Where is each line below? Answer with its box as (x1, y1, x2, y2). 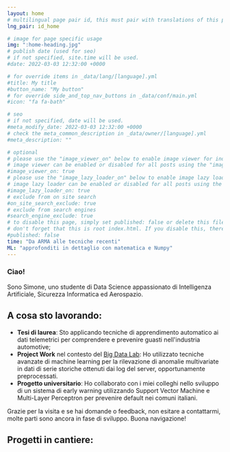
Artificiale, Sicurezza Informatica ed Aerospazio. (7, 289, 144, 298)
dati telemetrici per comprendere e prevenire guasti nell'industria (16, 335, 201, 344)
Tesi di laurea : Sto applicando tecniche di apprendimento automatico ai (16, 328, 219, 336)
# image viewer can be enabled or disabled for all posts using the (7, 162, 207, 169)
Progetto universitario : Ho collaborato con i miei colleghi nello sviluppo (16, 379, 220, 388)
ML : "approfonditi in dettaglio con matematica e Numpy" (7, 244, 173, 251)
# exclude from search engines (7, 206, 97, 213)
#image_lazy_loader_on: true (7, 187, 90, 194)
